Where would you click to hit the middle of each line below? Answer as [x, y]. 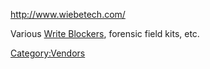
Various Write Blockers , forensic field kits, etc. [105, 33]
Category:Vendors [48, 53]
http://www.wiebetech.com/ [68, 14]
